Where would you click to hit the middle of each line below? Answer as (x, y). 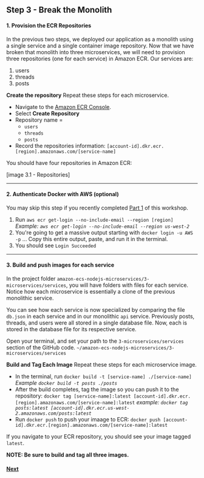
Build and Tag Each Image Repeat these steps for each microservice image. (102, 364)
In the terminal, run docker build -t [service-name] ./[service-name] (104, 376)
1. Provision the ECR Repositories (49, 25)
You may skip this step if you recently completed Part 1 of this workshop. (97, 208)
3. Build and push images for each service (60, 265)
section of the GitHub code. (41, 347)
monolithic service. (30, 298)
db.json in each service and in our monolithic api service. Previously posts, (100, 316)
